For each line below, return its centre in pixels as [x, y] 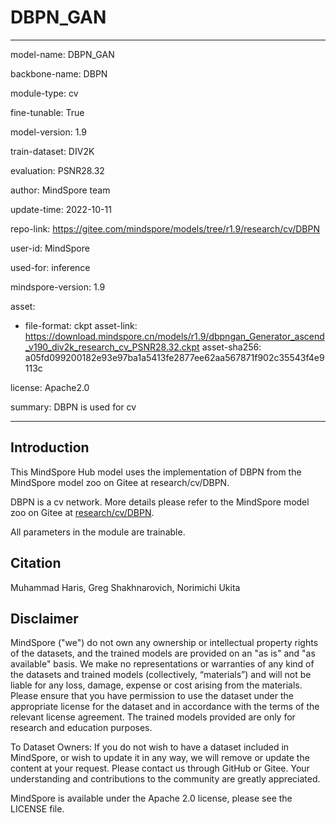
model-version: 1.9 [48, 132]
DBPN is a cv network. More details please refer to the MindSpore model [160, 502]
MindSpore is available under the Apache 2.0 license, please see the [151, 798]
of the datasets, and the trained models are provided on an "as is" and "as [163, 653]
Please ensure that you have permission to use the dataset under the [152, 696]
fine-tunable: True [47, 112]
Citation [36, 563]
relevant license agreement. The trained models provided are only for [153, 717]
